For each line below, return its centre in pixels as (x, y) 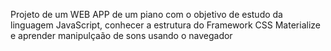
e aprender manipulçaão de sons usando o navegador (121, 35)
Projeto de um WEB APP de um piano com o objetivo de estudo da (146, 14)
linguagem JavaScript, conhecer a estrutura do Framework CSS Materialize (165, 25)
